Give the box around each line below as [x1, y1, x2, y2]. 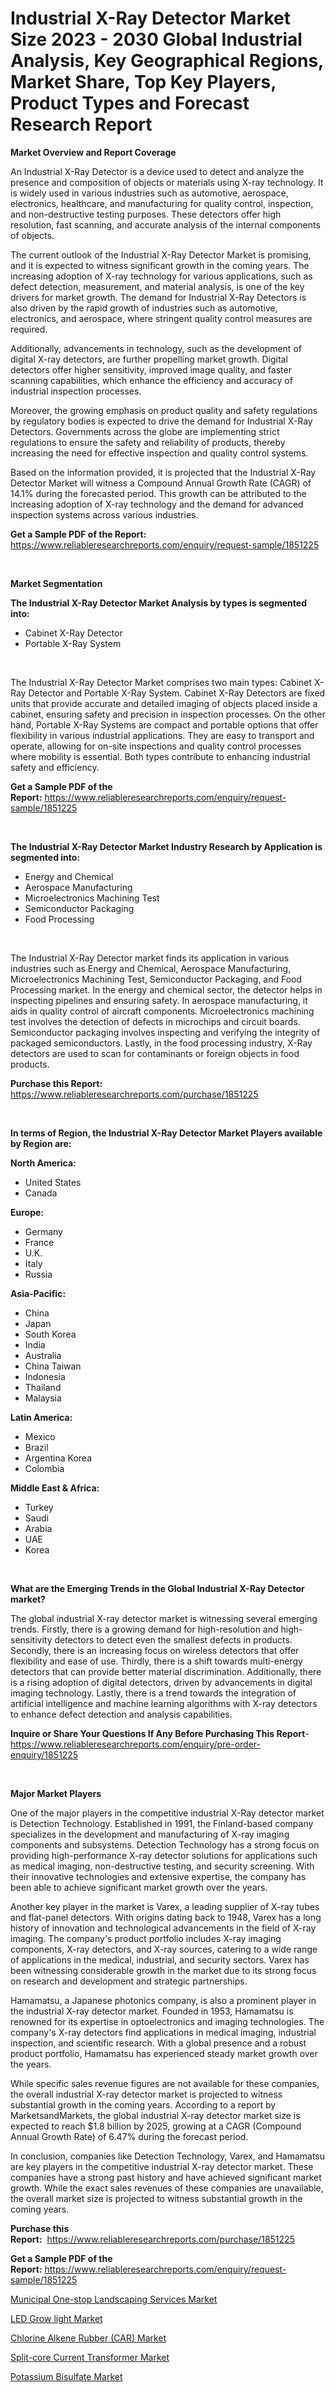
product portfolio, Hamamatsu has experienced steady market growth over [10, 2047, 318, 2059]
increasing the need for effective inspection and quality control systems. [10, 447, 309, 459]
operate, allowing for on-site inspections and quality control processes [10, 740, 302, 752]
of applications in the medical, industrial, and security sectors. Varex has [10, 1953, 310, 1966]
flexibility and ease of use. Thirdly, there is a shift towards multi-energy [10, 1655, 303, 1667]
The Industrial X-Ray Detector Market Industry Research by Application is [10, 840, 323, 852]
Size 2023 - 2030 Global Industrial [10, 28, 303, 51]
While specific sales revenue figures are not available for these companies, [10, 2077, 320, 2089]
